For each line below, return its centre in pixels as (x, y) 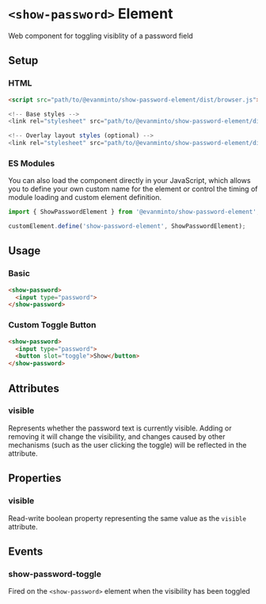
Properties (35, 478)
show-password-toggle (55, 574)
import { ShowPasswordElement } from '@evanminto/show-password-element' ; (134, 212)
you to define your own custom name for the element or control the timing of (133, 189)
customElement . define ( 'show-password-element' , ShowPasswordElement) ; (127, 227)
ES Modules (32, 163)
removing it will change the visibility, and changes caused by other (117, 436)
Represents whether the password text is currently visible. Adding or (120, 428)
